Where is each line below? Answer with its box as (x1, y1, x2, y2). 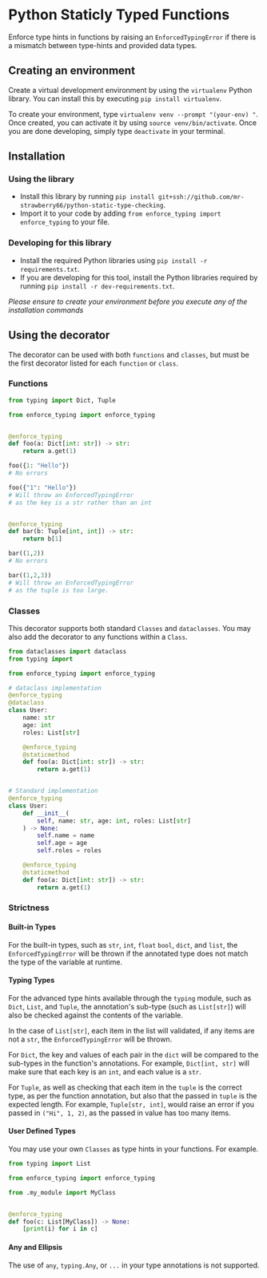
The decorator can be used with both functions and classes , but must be (8, 350, 250, 359)
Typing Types (8, 976, 55, 985)
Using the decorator (8, 329, 110, 342)
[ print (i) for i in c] (22, 1225, 98, 1233)
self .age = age (37, 839, 88, 847)
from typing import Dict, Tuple (8, 396, 116, 404)
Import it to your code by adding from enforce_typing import (19, 208, 221, 218)
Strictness (8, 902, 50, 913)
